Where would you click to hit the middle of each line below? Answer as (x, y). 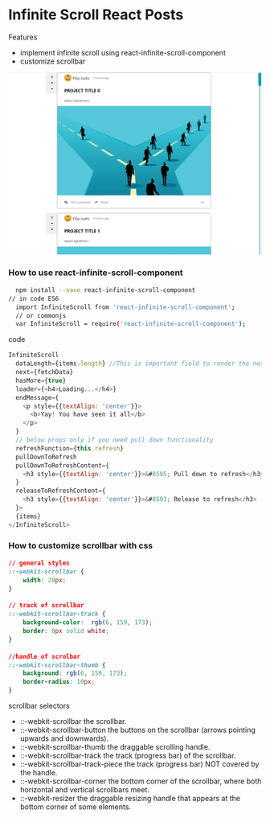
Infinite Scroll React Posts (96, 15)
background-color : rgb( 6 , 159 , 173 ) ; (88, 623)
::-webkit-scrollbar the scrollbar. (73, 721)
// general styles (39, 563)
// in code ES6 (34, 298)
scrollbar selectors (39, 706)
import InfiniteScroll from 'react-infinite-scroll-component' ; (125, 307)
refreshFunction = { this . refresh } (70, 448)
